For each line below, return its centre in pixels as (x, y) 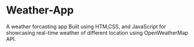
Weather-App (40, 10)
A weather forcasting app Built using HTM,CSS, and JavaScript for (86, 26)
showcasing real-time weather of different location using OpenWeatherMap (97, 32)
